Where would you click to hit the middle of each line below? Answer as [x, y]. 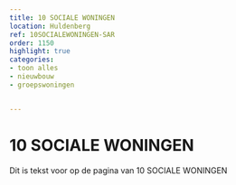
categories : [32, 60]
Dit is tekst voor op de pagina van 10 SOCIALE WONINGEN [118, 170]
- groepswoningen [42, 85]
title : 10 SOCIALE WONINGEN [62, 18]
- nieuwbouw [32, 77]
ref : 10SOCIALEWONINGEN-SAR [62, 34]
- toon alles [34, 69]
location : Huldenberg [50, 26]
